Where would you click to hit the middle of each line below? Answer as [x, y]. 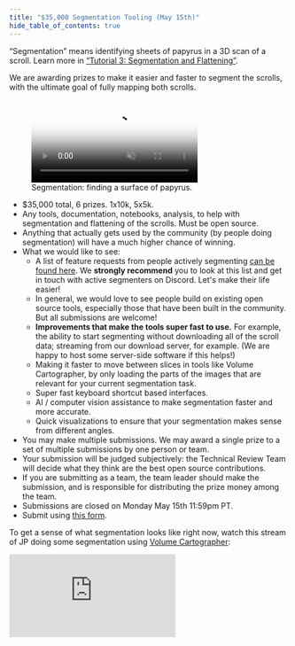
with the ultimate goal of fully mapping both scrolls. [103, 87]
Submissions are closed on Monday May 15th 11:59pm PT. [127, 505]
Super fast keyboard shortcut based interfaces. [121, 393]
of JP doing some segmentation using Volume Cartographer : [120, 541]
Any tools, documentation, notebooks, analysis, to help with [131, 214]
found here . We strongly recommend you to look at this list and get [159, 270]
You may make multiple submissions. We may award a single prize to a [151, 440]
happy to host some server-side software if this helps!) [136, 354]
